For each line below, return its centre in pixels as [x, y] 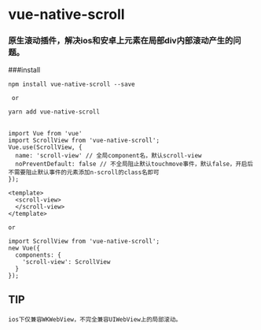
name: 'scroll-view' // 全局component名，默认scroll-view [108, 155]
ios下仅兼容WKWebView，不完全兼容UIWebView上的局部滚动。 [95, 319]
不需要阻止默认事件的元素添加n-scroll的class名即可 [84, 172]
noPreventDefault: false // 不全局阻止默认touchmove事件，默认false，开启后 [134, 164]
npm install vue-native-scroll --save [72, 84]
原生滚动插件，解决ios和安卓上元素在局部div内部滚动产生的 [121, 41]
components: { [38, 255]
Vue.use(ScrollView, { [45, 147]
